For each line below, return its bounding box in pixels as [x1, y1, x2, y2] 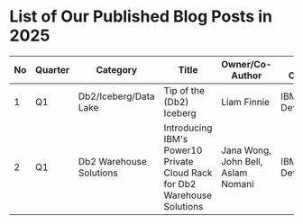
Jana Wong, [220, 144, 272, 157]
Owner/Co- [220, 58, 272, 70]
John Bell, [220, 155, 263, 167]
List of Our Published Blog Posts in [9, 6, 273, 27]
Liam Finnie [220, 95, 271, 108]
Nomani [220, 177, 254, 190]
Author [231, 69, 262, 82]
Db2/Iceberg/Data [78, 90, 155, 103]
